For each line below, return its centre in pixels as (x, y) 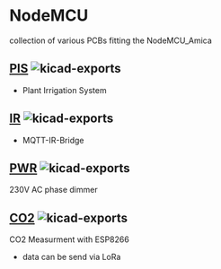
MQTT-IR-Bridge (53, 140)
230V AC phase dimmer (53, 190)
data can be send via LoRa (71, 257)
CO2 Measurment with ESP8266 (70, 239)
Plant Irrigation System (64, 90)
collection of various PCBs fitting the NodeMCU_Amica (111, 40)
